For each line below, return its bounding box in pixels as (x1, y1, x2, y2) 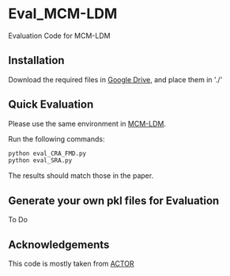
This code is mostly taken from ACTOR (8, 259, 134, 268)
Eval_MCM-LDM (8, 5, 118, 23)
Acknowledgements (8, 238, 110, 251)
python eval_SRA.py (8, 157, 73, 164)
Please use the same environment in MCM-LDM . (8, 119, 166, 128)
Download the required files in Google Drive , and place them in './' (8, 74, 223, 84)
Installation (8, 54, 65, 67)
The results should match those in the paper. (8, 171, 154, 180)
